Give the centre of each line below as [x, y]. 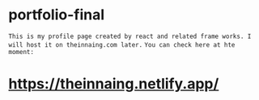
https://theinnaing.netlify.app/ [114, 84]
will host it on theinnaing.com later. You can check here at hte [122, 45]
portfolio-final [57, 15]
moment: [21, 52]
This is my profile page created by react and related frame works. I [130, 36]
